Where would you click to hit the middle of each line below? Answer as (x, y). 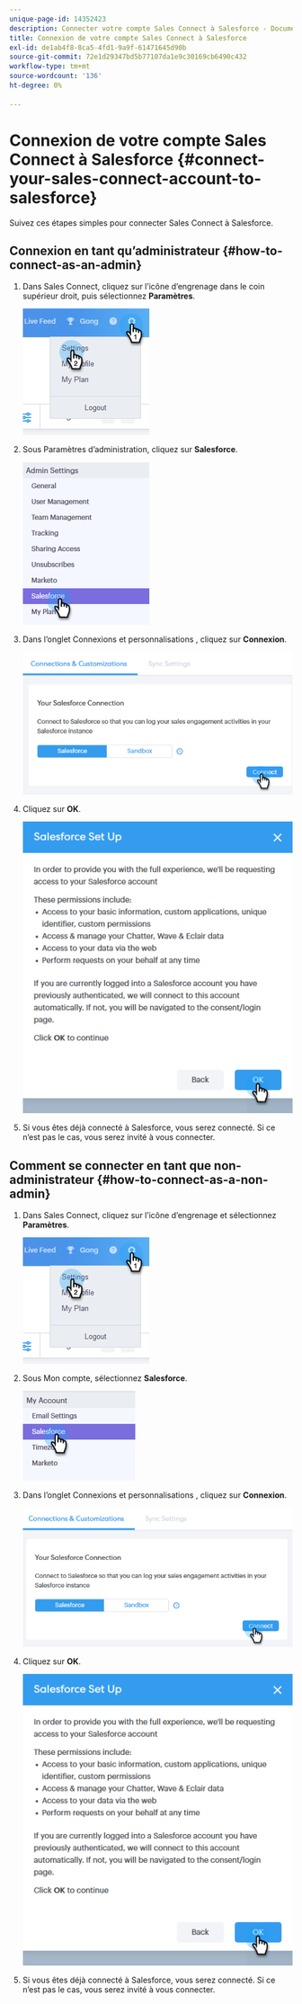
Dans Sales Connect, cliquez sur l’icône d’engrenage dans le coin (143, 287)
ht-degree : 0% (36, 85)
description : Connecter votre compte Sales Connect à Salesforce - (138, 28)
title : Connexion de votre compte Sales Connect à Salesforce (128, 38)
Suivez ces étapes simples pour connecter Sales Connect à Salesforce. (142, 223)
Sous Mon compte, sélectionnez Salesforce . (105, 1378)
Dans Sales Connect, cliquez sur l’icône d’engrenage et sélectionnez (149, 1216)
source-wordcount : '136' (56, 76)
